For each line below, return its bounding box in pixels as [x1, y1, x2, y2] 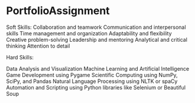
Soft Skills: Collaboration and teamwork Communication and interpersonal [6, 24, 186, 31]
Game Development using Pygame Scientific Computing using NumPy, [6, 71, 178, 78]
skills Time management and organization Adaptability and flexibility [6, 29, 173, 36]
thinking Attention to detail [6, 42, 70, 49]
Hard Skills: [6, 54, 34, 61]
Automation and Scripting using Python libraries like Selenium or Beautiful [6, 84, 186, 91]
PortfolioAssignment [6, 4, 110, 18]
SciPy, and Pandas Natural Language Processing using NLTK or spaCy [6, 78, 178, 85]
